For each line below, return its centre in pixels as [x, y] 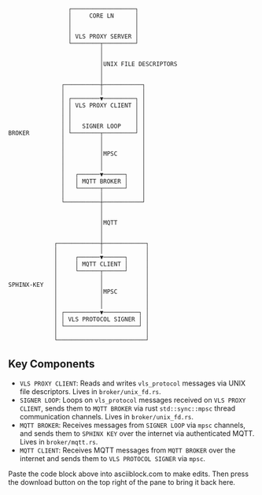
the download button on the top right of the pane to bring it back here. [122, 482]
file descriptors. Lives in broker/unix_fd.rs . [90, 391]
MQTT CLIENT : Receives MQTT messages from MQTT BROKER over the [127, 450]
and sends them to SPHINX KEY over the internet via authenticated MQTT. [137, 433]
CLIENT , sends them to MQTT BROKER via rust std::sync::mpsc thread [127, 408]
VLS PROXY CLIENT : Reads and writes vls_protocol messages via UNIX [133, 383]
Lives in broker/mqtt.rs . [59, 441]
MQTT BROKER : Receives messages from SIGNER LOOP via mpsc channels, [133, 425]
